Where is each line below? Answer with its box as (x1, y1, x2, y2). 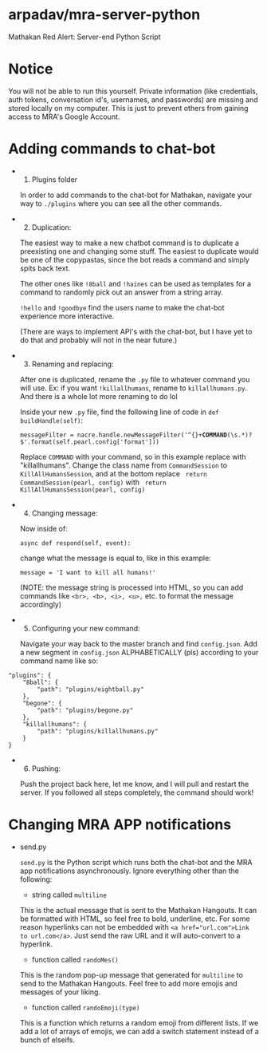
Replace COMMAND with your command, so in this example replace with (19, 452, 246, 461)
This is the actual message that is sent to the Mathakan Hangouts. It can (19, 905, 257, 915)
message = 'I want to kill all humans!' (19, 568, 156, 576)
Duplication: (31, 222, 72, 232)
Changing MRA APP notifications (8, 816, 232, 833)
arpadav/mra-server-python (8, 6, 201, 24)
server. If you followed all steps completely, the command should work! (19, 788, 254, 797)
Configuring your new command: (31, 623, 141, 633)
